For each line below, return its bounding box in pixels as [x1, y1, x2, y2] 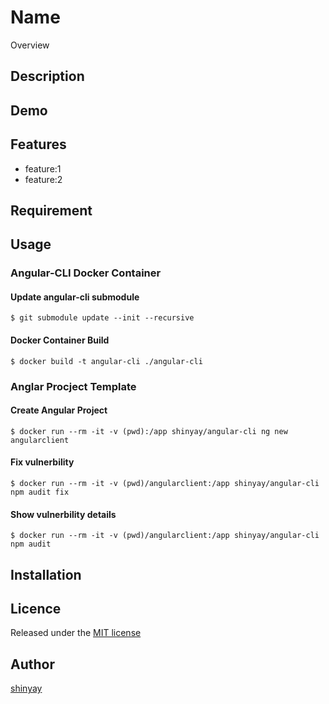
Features [10, 136, 67, 153]
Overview [10, 39, 50, 51]
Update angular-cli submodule [10, 291, 140, 303]
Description [10, 68, 85, 85]
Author [10, 656, 55, 673]
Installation [10, 566, 82, 583]
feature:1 [24, 162, 62, 175]
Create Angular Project [10, 404, 108, 416]
